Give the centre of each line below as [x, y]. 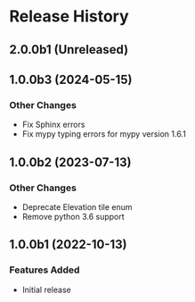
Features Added [45, 270]
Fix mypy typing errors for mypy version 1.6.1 [104, 134]
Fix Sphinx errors [53, 125]
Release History [69, 17]
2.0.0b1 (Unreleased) [69, 50]
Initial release [46, 289]
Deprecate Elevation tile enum [77, 206]
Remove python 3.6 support [73, 216]
